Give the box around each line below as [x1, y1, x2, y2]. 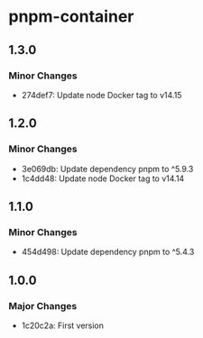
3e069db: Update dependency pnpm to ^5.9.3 [21, 163, 194, 174]
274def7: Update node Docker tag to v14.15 [21, 89, 182, 100]
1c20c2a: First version [21, 320, 105, 331]
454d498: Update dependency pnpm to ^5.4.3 [21, 246, 195, 258]
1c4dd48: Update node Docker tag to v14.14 [21, 173, 185, 184]
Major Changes [8, 299, 78, 312]
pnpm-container [8, 6, 134, 27]
